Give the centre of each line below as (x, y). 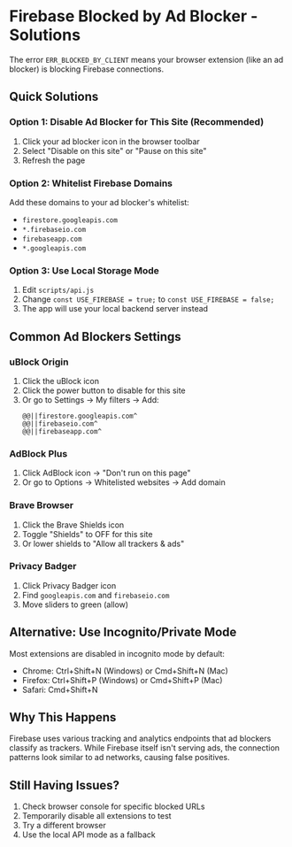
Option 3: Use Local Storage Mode (84, 270)
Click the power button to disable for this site (104, 390)
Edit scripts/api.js (58, 290)
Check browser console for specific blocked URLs (113, 806)
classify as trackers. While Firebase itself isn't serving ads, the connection (145, 748)
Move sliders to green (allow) (75, 604)
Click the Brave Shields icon (73, 525)
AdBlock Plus (38, 453)
